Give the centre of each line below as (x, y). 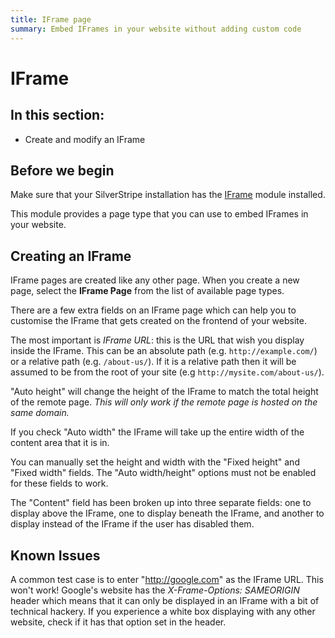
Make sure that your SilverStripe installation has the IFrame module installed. (168, 195)
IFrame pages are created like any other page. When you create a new (155, 280)
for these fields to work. (59, 483)
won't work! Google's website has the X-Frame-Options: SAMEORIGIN (155, 590)
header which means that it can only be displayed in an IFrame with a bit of (165, 600)
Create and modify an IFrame (85, 139)
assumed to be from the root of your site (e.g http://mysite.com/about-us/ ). (167, 372)
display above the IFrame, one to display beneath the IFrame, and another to (167, 513)
